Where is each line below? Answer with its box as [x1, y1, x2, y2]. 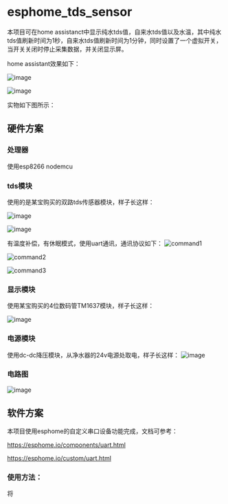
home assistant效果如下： [7, 59, 80, 67]
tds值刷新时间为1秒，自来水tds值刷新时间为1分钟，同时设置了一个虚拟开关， [7, 36, 223, 45]
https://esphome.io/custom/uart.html [7, 454, 112, 462]
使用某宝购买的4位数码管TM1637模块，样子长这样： [7, 302, 155, 310]
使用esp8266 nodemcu [7, 162, 73, 171]
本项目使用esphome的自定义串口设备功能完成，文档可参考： [7, 427, 179, 435]
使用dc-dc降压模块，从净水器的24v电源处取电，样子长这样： [7, 351, 180, 359]
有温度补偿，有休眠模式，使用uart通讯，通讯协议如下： [7, 239, 163, 248]
